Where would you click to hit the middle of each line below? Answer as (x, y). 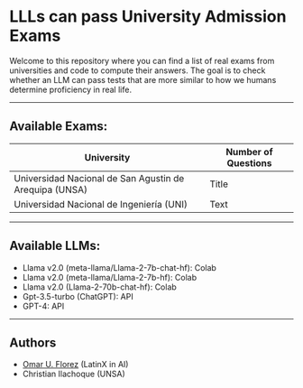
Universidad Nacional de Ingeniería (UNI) (101, 204)
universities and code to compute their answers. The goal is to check (138, 70)
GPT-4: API (43, 306)
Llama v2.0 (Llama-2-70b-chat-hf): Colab (100, 287)
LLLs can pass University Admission (148, 17)
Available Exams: (59, 127)
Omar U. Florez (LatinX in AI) (75, 365)
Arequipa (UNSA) (51, 189)
